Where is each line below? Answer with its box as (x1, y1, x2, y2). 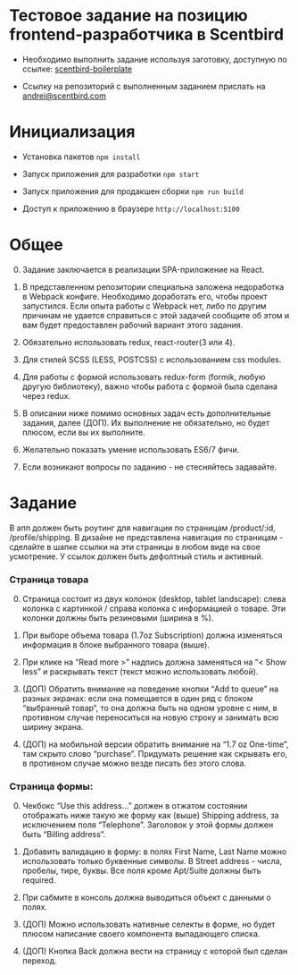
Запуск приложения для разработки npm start (21, 168, 200, 179)
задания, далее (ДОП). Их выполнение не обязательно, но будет (21, 417, 270, 428)
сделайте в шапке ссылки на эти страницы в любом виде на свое (9, 541, 261, 552)
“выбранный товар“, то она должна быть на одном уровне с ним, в (21, 703, 278, 714)
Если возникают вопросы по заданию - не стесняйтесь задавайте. (21, 462, 277, 472)
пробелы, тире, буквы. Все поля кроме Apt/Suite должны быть (21, 865, 261, 877)
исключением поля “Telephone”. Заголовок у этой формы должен (21, 819, 274, 830)
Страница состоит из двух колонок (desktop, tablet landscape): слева (21, 594, 286, 605)
